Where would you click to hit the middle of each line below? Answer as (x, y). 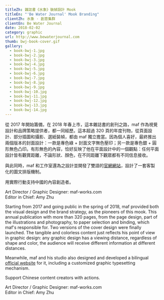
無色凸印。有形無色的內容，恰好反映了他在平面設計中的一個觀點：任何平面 (84, 149)
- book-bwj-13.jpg (28, 105)
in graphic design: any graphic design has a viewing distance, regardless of (81, 238)
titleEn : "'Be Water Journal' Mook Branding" (52, 14)
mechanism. (17, 268)
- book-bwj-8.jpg (27, 82)
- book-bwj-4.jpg (27, 64)
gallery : (14, 46)
